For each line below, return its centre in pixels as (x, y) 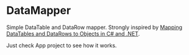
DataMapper (39, 11)
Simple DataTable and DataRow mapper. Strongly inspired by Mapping (94, 27)
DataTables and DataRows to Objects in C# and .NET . (73, 33)
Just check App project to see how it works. (62, 45)
